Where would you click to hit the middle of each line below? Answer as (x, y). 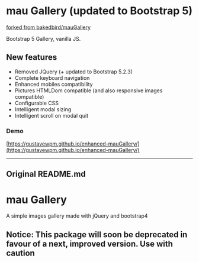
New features (32, 57)
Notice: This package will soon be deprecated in (97, 234)
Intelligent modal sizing (43, 109)
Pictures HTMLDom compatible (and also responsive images (89, 90)
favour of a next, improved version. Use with (90, 244)
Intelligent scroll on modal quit (52, 115)
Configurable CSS (37, 103)
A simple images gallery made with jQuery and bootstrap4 (77, 216)
